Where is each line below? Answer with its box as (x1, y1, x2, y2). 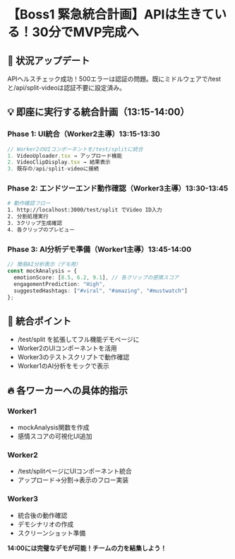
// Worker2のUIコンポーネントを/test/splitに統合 (7, 146, 143, 153)
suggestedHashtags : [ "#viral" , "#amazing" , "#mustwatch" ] (13, 287, 188, 294)
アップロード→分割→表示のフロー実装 (17, 476, 129, 485)
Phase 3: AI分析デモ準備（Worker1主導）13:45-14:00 (7, 244, 192, 254)
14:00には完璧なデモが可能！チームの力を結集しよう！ (7, 543, 167, 552)
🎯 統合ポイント (7, 315, 72, 327)
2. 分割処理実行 (7, 213, 49, 220)
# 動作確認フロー (7, 200, 51, 207)
